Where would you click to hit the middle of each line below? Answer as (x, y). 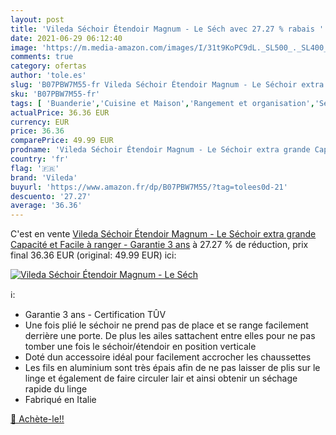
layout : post (37, 19)
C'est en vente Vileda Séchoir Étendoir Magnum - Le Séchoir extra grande (163, 234)
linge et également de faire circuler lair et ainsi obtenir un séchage (161, 378)
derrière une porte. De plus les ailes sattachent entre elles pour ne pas (170, 336)
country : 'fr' (40, 159)
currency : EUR (40, 122)
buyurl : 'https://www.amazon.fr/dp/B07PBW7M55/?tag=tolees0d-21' (149, 187)
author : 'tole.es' (48, 76)
